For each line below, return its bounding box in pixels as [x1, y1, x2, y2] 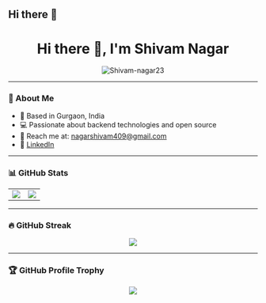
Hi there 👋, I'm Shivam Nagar [36, 40, 230, 58]
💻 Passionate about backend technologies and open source [19, 119, 217, 129]
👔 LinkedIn [19, 139, 55, 149]
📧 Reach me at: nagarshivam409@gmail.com [19, 131, 167, 141]
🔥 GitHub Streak [8, 219, 72, 230]
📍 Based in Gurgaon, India [19, 111, 105, 120]
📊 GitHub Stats [8, 167, 69, 178]
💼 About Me [8, 93, 55, 104]
